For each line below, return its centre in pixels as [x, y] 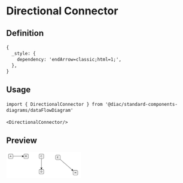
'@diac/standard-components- [141, 104]
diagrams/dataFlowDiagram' [40, 110]
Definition [25, 33]
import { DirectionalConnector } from [54, 104]
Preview [22, 141]
